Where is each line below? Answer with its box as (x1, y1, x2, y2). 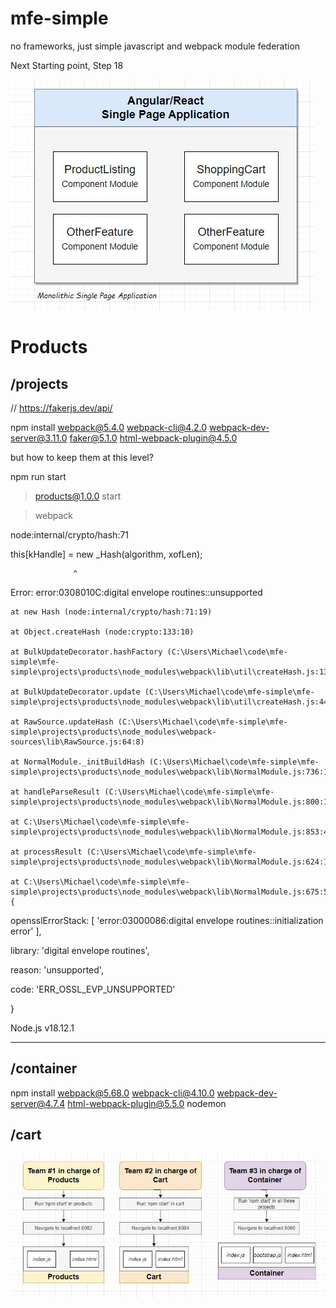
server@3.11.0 (10, 432, 68, 444)
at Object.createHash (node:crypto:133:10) (10, 627, 195, 637)
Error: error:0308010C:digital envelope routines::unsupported (10, 586, 263, 598)
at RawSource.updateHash (10, 717, 114, 727)
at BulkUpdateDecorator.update (10, 687, 141, 697)
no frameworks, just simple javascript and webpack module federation (10, 40, 301, 52)
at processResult (10, 847, 83, 857)
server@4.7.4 (10, 1097, 66, 1109)
